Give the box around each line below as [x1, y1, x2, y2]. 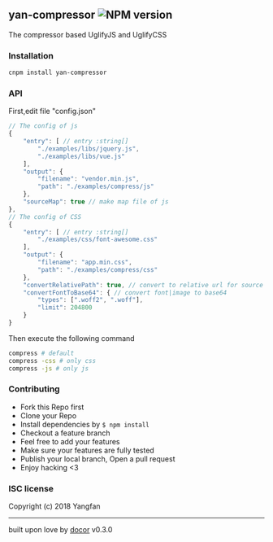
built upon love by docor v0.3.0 [8, 525, 113, 535]
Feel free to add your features [19, 436, 120, 446]
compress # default [8, 349, 75, 357]
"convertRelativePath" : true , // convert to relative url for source [23, 281, 264, 289]
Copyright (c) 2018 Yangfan [8, 501, 101, 511]
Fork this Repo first [19, 402, 84, 412]
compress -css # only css [8, 356, 96, 365]
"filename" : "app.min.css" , [37, 258, 132, 267]
